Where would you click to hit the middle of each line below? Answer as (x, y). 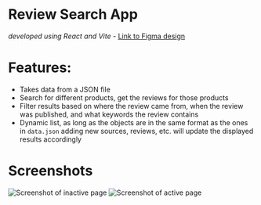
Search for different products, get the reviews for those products (124, 97)
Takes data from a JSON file (65, 89)
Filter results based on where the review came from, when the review (131, 106)
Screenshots (51, 171)
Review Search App (73, 14)
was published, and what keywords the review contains (109, 114)
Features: (40, 68)
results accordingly (51, 139)
